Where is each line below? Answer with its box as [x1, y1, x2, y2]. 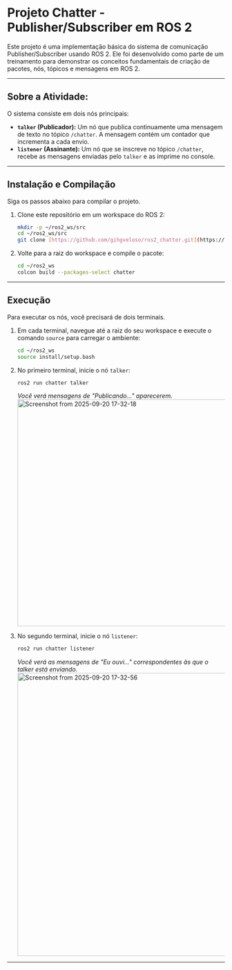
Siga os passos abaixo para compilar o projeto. [7, 197, 141, 205]
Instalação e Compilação [7, 178, 116, 191]
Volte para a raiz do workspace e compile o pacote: [17, 249, 164, 257]
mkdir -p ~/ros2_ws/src [17, 223, 86, 231]
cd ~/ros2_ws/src [17, 230, 68, 237]
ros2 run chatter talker [17, 379, 89, 386]
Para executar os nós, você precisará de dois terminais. [7, 313, 166, 321]
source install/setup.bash [17, 353, 95, 360]
